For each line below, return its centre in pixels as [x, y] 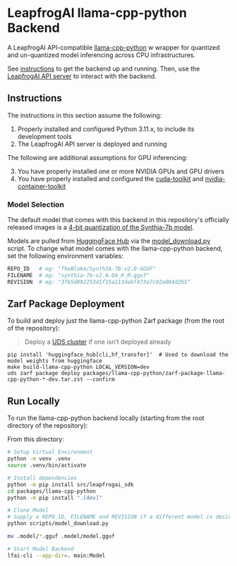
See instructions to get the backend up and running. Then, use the [104, 68]
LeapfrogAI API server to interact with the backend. [82, 76]
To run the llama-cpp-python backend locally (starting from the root [106, 418]
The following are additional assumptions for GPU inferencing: [98, 157]
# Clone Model [28, 510]
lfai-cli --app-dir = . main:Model [56, 555]
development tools [44, 136]
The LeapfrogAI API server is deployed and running [92, 144]
